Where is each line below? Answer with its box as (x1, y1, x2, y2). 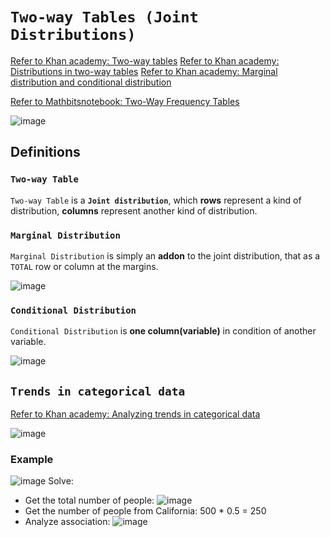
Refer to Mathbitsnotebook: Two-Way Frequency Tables (10, 95, 240, 107)
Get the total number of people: (24, 494, 155, 507)
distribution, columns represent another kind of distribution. (10, 204, 258, 217)
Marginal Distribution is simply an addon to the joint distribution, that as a (10, 249, 321, 262)
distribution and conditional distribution (10, 76, 172, 88)
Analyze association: (24, 516, 111, 528)
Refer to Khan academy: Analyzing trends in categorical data (10, 408, 261, 420)
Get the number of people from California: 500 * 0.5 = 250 (24, 505, 267, 517)
